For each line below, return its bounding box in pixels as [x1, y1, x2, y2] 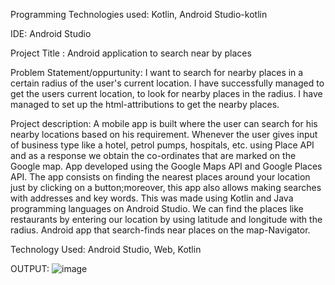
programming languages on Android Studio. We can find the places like [10, 203, 304, 214]
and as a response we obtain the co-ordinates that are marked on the [10, 150, 297, 161]
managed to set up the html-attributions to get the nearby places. [10, 99, 280, 110]
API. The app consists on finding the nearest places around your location [10, 171, 311, 183]
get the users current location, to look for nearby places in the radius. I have [10, 88, 323, 99]
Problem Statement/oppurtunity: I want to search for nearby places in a [10, 67, 304, 78]
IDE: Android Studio [10, 28, 92, 39]
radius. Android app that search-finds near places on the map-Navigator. [10, 224, 311, 236]
